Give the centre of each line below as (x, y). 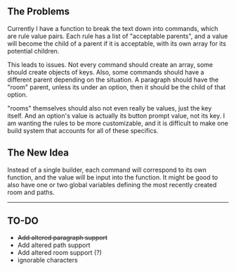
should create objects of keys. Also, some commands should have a (106, 72)
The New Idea (38, 153)
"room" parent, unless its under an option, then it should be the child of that (117, 87)
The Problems (39, 12)
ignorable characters (48, 260)
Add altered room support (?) (59, 253)
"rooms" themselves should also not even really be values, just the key (110, 108)
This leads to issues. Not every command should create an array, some (110, 64)
